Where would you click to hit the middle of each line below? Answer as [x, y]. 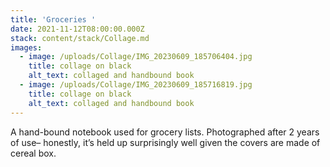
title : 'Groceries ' [53, 19]
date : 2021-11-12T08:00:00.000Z [77, 29]
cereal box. [33, 153]
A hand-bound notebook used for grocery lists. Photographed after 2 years [165, 132]
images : [26, 47]
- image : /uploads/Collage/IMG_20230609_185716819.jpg [136, 85]
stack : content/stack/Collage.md [80, 38]
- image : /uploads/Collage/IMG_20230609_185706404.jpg [136, 57]
